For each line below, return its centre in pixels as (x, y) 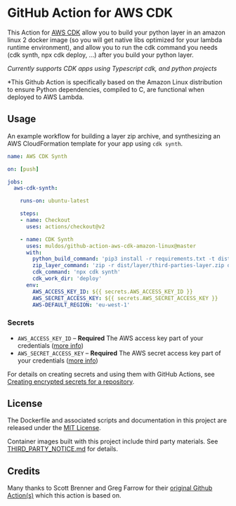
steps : (29, 214)
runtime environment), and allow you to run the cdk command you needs (112, 47)
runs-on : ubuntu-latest (55, 201)
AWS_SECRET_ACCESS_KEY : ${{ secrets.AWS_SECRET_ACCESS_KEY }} (125, 298)
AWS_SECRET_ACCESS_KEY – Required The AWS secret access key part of (119, 353)
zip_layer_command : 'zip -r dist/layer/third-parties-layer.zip (129, 266)
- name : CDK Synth (47, 239)
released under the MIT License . (54, 428)
